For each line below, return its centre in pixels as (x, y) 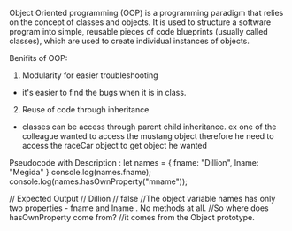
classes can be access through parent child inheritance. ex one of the (149, 127)
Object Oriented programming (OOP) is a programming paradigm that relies (146, 13)
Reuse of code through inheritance (85, 109)
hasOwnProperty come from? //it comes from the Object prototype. (132, 217)
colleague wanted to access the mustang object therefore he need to (148, 136)
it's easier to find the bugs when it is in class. (104, 92)
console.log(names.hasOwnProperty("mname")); (98, 181)
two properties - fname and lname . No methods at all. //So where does (139, 208)
